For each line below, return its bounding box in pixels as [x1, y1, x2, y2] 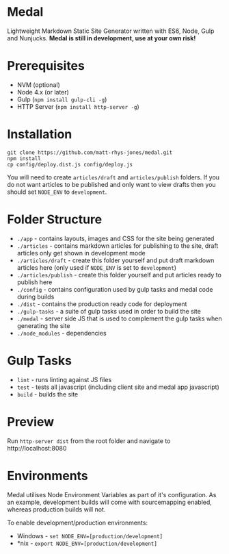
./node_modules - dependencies [16, 329, 107, 337]
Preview [7, 414, 55, 429]
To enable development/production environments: [7, 518, 148, 527]
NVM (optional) [16, 80, 60, 89]
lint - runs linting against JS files [16, 375, 112, 383]
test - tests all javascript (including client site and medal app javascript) [16, 383, 220, 391]
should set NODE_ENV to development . [7, 188, 107, 196]
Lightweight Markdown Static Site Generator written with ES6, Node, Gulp [7, 27, 215, 35]
